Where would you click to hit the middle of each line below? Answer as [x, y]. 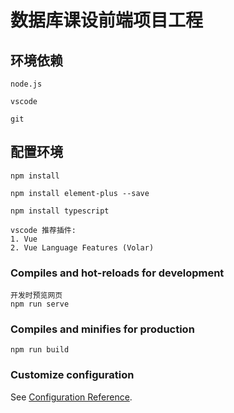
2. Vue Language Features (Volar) [82, 247]
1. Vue [24, 239]
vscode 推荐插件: [43, 230]
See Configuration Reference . [71, 397]
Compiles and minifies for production [102, 329]
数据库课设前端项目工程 [107, 20]
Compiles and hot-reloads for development [117, 273]
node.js [26, 84]
